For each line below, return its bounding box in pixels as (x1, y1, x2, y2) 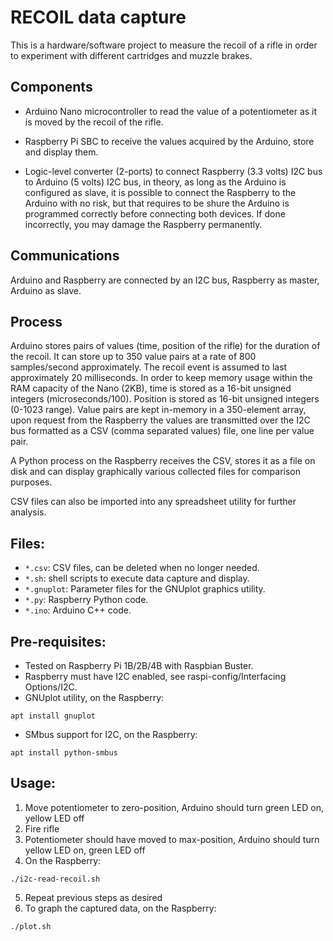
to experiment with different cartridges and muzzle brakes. (10, 49, 253, 61)
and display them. (24, 146, 99, 158)
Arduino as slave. (10, 284, 82, 296)
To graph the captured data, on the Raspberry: (24, 902, 217, 914)
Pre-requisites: (10, 633, 107, 650)
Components (10, 79, 93, 96)
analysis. (10, 506, 47, 518)
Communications (10, 247, 120, 265)
